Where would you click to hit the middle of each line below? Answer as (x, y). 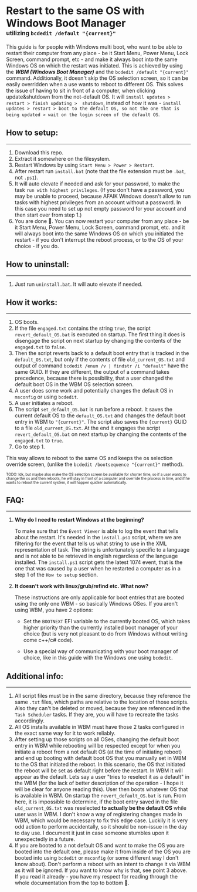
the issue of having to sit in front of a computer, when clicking (81, 90)
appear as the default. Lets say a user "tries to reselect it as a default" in (102, 777)
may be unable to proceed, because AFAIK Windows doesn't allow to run (103, 196)
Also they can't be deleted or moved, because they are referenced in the (102, 708)
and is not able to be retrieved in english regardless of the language (96, 556)
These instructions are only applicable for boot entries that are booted (99, 597)
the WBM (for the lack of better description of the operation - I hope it (99, 783)
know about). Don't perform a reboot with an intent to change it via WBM (102, 864)
